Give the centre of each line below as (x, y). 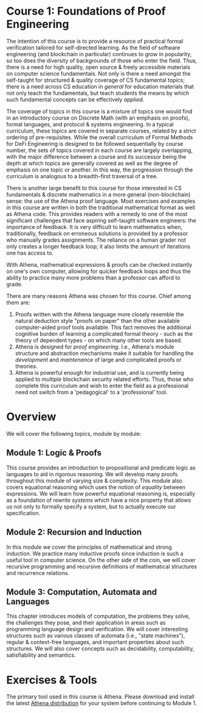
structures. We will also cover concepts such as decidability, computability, (100, 649)
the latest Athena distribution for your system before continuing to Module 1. (101, 703)
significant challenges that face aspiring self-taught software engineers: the (101, 220)
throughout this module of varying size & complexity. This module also (94, 480)
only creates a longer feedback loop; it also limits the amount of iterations (98, 246)
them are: (18, 302)
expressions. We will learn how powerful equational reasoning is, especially (101, 493)
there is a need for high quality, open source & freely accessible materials (98, 67)
